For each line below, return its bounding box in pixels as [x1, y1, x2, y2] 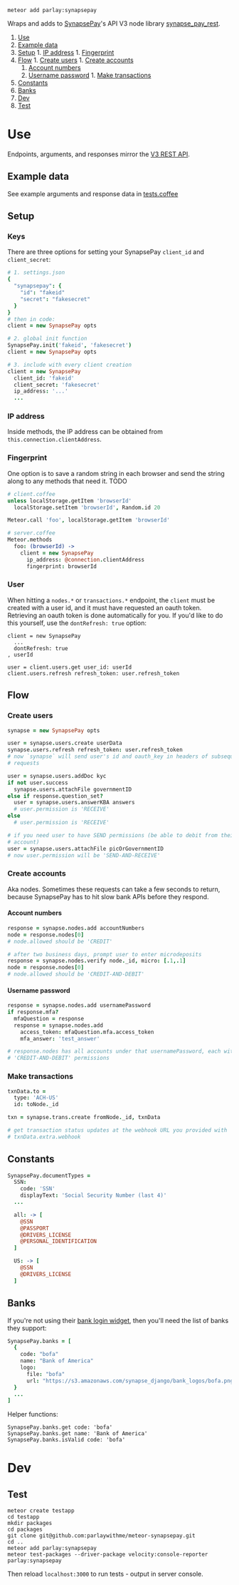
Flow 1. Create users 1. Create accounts [17, 56, 134, 64]
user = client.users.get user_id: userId [7, 664, 132, 671]
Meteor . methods [7, 536, 53, 544]
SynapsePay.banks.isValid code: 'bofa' [7, 1437, 126, 1444]
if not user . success [7, 779, 69, 786]
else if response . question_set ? [7, 792, 103, 799]
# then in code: [7, 315, 55, 323]
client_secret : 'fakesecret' [14, 381, 100, 388]
